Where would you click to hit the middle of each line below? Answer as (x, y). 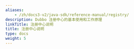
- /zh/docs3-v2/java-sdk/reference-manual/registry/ (72, 15)
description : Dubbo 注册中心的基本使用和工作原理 (54, 19)
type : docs (17, 34)
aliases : (15, 10)
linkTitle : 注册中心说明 (29, 24)
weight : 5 (16, 39)
